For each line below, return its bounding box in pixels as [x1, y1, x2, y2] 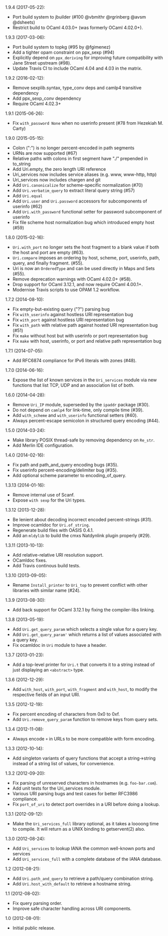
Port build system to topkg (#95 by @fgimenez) [12, 44, 111, 50]
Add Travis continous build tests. [12, 563, 81, 568]
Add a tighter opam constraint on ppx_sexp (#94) [12, 50, 114, 55]
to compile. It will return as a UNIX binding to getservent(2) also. [12, 826, 145, 832]
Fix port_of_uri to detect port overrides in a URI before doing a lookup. [12, 801, 160, 807]
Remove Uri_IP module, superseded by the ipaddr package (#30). [12, 402, 150, 407]
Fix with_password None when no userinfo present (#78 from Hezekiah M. [12, 120, 163, 126]
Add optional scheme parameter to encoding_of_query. [12, 473, 126, 478]
